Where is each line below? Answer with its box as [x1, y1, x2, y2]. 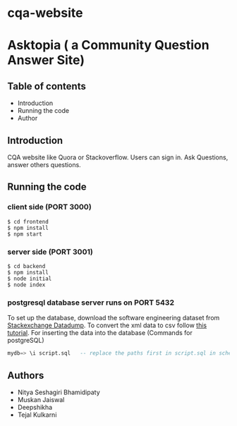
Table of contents [7, 80, 86, 92]
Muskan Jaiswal [17, 395, 65, 403]
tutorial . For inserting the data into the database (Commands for [7, 329, 193, 337]
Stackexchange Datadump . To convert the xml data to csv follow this [7, 321, 207, 329]
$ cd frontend [7, 218, 49, 225]
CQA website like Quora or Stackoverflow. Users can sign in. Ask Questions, [7, 153, 229, 162]
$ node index [7, 281, 46, 288]
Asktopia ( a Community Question [7, 37, 209, 54]
